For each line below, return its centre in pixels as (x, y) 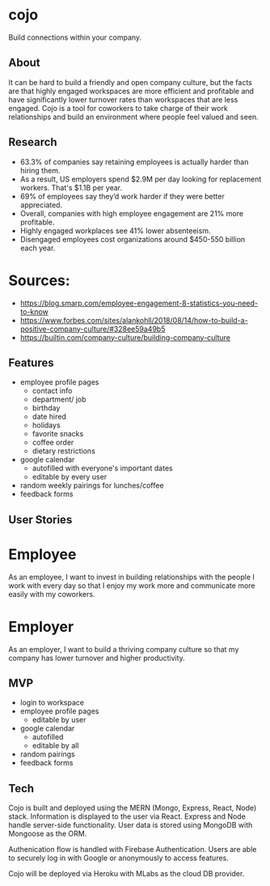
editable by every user (70, 477)
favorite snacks (58, 434)
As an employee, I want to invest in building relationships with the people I (131, 577)
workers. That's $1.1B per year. (71, 187)
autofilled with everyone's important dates (102, 468)
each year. (38, 248)
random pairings (47, 754)
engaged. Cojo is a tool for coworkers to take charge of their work (118, 108)
